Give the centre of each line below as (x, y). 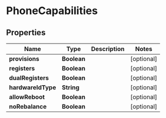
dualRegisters (29, 78)
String (70, 87)
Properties (26, 33)
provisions (24, 59)
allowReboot (27, 97)
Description (108, 49)
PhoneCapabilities (52, 11)
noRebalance (28, 107)
